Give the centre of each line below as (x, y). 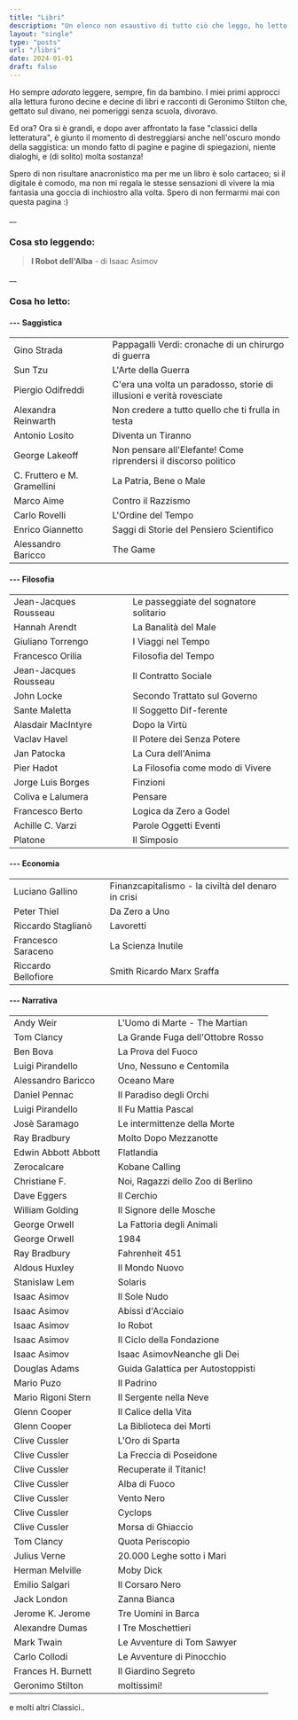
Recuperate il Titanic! (162, 1469)
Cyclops (135, 1513)
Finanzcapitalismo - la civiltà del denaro (193, 886)
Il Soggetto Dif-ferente (180, 710)
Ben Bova (34, 1052)
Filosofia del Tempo (173, 655)
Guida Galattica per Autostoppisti (186, 1368)
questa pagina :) (39, 201)
